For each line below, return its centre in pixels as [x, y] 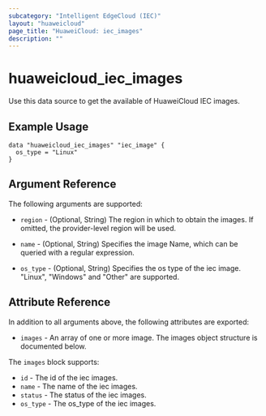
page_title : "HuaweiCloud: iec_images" [76, 31]
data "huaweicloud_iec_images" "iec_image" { [86, 145]
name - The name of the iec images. [79, 386]
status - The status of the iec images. [84, 395]
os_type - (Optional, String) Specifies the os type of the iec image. [131, 268]
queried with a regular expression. [77, 252]
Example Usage [49, 127]
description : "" [36, 39]
